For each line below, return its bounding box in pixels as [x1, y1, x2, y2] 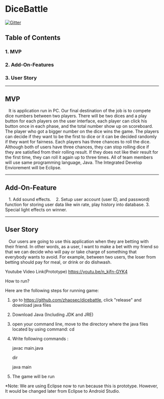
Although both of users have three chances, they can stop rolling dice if [5, 144, 149, 150]
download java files [12, 302, 51, 308]
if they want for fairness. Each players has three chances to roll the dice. [5, 139, 151, 145]
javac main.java [12, 345, 43, 351]
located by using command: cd [12, 326, 75, 332]
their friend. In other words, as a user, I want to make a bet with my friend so [5, 243, 159, 249]
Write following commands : [12, 336, 69, 341]
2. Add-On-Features [5, 61, 54, 68]
